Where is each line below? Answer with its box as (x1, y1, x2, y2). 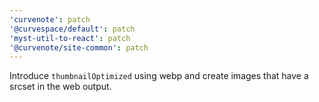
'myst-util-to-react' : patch (9, 33, 131, 43)
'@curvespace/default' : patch (9, 24, 136, 34)
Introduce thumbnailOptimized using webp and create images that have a (9, 70, 309, 82)
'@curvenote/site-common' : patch (9, 42, 149, 53)
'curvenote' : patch (9, 14, 91, 25)
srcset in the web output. (9, 81, 112, 93)
